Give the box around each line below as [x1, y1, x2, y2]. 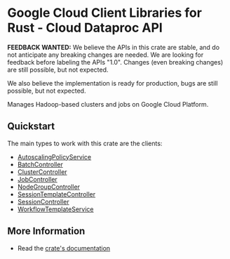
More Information [7, 225, 86, 237]
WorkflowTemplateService [17, 205, 94, 213]
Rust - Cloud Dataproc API [7, 20, 163, 36]
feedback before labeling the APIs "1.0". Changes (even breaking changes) [7, 58, 223, 66]
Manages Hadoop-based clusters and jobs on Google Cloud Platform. [7, 100, 209, 108]
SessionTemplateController [17, 190, 96, 198]
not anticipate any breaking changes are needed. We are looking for [7, 51, 204, 59]
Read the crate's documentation [17, 244, 111, 252]
